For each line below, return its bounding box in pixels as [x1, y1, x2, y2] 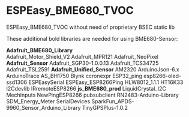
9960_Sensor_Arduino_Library [6, 104, 81, 111]
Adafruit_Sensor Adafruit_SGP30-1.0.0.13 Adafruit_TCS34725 [6, 59, 159, 67]
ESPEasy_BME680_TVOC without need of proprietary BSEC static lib [6, 23, 175, 31]
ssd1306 [6, 79, 28, 86]
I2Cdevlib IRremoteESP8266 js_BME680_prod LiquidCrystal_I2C [6, 85, 166, 92]
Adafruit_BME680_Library [6, 46, 73, 54]
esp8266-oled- [143, 72, 182, 79]
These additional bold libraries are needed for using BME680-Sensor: [6, 35, 178, 42]
